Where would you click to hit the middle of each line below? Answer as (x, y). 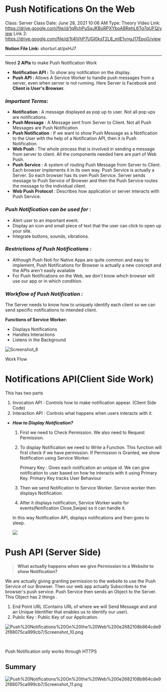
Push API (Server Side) (53, 552)
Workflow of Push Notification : (44, 294)
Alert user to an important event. (45, 220)
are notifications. (30, 117)
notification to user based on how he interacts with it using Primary (88, 473)
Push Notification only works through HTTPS (51, 651)
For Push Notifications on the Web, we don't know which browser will (83, 276)
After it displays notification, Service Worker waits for (74, 503)
